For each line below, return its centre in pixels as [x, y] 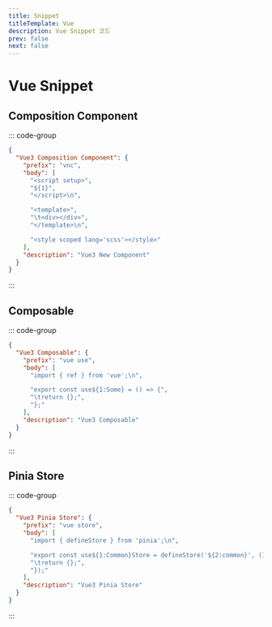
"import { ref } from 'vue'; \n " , [86, 375]
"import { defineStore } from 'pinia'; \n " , [104, 540]
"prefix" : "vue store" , [63, 526]
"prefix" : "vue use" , [59, 360]
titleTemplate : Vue [41, 23]
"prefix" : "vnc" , [52, 165]
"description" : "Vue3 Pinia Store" [83, 585]
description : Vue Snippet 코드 [59, 31]
